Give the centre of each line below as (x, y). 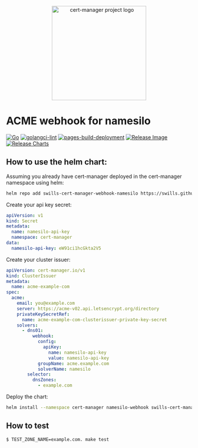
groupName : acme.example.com (73, 363)
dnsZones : (44, 380)
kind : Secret (22, 221)
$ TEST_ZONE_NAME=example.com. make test (58, 439)
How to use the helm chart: (57, 162)
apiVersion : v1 (25, 215)
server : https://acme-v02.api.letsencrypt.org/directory (88, 309)
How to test (27, 426)
